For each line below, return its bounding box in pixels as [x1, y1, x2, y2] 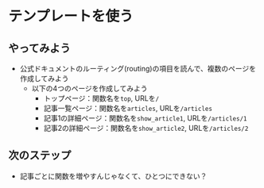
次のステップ [8, 148, 72, 163]
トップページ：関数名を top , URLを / [43, 94, 160, 103]
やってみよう [8, 41, 71, 55]
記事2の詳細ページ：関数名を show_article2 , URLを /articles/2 [43, 124, 249, 132]
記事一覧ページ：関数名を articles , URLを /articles [43, 104, 213, 113]
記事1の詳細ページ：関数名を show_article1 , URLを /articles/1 [43, 113, 247, 123]
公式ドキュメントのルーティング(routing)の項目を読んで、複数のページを [19, 64, 257, 73]
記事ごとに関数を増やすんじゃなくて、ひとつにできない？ [19, 171, 208, 181]
